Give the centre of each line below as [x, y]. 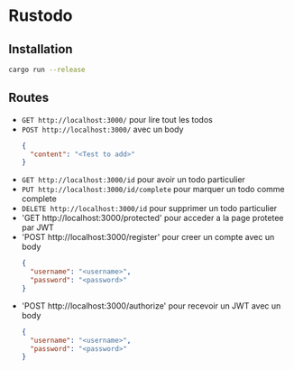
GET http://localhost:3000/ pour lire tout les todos [117, 119]
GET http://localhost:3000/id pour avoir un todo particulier [133, 180]
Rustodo [41, 16]
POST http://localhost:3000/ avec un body [102, 129]
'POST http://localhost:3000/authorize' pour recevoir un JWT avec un [151, 305]
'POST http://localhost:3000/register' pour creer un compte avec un [148, 237]
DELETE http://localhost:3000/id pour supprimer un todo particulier [149, 208]
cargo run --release [47, 69]
